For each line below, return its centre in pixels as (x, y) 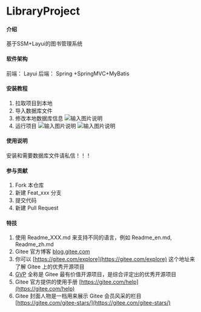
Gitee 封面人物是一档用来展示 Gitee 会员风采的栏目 (78, 296)
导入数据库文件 (34, 110)
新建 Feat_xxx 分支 (38, 193)
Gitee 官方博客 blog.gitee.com (52, 252)
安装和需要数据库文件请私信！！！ (49, 155)
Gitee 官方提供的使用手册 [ (48, 282)
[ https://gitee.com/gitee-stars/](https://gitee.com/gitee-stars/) (93, 303)
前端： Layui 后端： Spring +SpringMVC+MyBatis (68, 73)
